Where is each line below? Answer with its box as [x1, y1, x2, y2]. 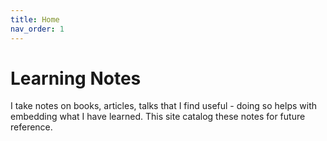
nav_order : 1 [10, 24, 65, 34]
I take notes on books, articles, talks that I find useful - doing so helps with [10, 100, 318, 112]
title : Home [10, 14, 60, 25]
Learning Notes [10, 67, 142, 90]
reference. [10, 121, 53, 133]
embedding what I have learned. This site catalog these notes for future [10, 111, 306, 123]
